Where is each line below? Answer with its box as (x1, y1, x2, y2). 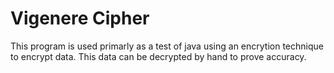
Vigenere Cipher (10, 7, 150, 30)
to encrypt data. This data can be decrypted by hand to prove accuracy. (10, 50, 307, 62)
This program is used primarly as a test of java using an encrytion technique (10, 40, 324, 52)
